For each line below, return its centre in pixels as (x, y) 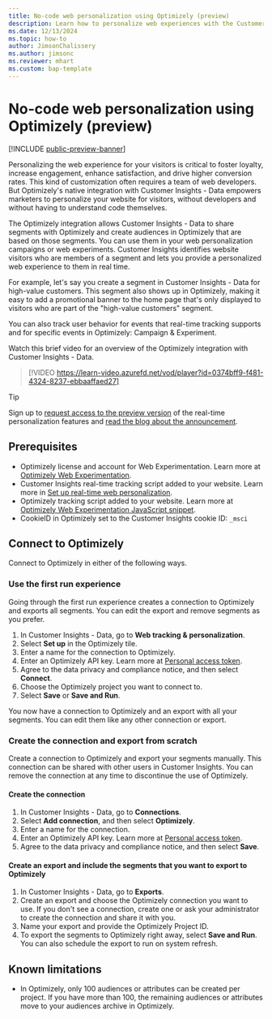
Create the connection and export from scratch (103, 741)
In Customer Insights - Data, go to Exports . (92, 892)
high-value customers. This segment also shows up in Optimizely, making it (134, 291)
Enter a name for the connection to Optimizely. (98, 652)
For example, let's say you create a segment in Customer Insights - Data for (134, 282)
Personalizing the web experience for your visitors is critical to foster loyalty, (136, 164)
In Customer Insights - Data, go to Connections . (101, 812)
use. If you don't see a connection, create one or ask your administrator (140, 909)
